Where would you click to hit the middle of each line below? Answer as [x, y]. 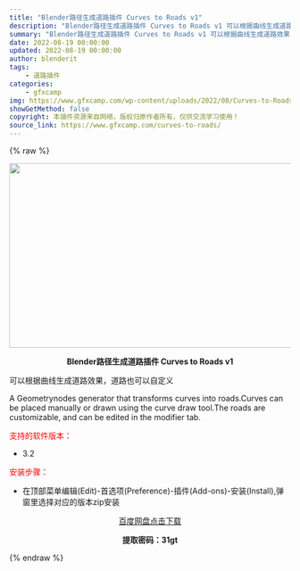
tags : [19, 68]
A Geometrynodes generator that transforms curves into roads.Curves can [146, 398]
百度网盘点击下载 [150, 521]
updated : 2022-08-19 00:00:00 [66, 51]
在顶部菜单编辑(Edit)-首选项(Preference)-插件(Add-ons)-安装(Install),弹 [153, 491]
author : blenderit [43, 59]
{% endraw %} [37, 558]
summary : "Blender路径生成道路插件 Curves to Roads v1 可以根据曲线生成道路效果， [153, 34]
